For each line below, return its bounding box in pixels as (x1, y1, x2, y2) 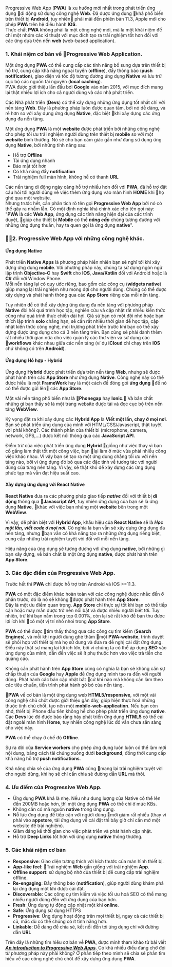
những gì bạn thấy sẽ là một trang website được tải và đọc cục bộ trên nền (5, 400, 163, 407)
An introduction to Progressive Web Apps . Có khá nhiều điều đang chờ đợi (5, 944, 166, 951)
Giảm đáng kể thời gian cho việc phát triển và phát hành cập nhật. (12, 828, 152, 834)
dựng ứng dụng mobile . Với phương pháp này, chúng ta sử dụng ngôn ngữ (5, 265, 163, 271)
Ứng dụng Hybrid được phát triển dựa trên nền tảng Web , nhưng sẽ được (5, 369, 160, 375)
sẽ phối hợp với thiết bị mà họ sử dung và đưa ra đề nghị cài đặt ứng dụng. (5, 639, 163, 645)
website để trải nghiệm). (12, 823, 64, 829)
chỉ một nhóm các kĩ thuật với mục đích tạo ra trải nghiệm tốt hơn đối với (5, 32, 159, 38)
